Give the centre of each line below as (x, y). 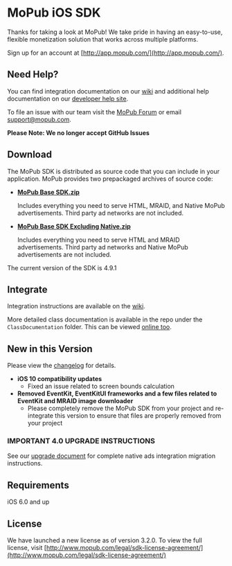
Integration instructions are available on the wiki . (76, 306)
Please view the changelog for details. (62, 366)
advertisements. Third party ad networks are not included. (100, 213)
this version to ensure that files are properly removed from (138, 416)
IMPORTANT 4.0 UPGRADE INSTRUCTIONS (81, 441)
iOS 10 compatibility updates (60, 379)
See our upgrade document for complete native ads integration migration (111, 456)
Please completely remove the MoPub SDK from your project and (121, 408)
